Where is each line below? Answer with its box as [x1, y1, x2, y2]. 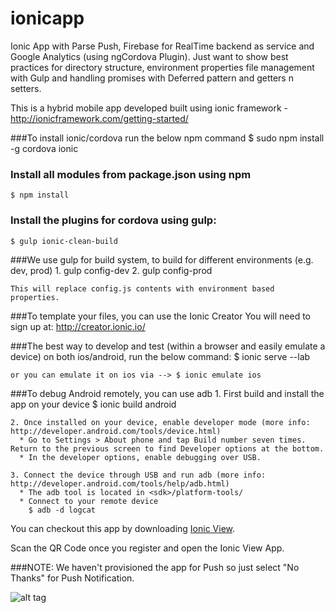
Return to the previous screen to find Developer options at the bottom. [10, 443, 325, 454]
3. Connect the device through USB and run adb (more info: [10, 470, 267, 480]
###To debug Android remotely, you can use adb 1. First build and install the [10, 387, 325, 399]
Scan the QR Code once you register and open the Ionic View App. [10, 542, 285, 554]
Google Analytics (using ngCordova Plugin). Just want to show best [10, 50, 289, 62]
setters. [10, 82, 42, 94]
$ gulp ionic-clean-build [10, 236, 118, 246]
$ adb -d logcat [28, 505, 97, 515]
